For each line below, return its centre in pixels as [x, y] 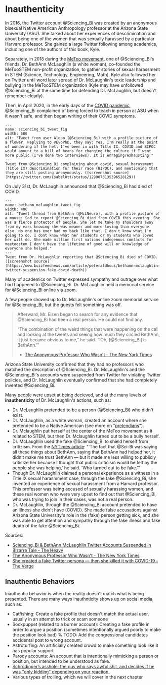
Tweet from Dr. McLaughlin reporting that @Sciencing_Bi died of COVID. [82, 257]
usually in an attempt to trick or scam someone [60, 619]
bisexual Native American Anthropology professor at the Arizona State [77, 28]
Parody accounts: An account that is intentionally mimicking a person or [85, 656]
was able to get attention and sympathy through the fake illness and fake [86, 520]
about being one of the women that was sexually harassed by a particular [80, 39]
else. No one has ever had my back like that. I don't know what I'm [78, 231]
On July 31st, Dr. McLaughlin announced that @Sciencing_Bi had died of [79, 186]
